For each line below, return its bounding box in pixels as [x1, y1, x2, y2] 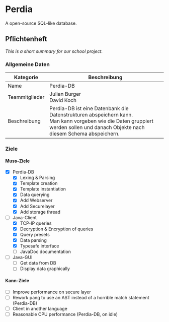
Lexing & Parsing [20, 175, 55, 181]
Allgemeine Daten [5, 60, 50, 68]
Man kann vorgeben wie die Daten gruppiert [49, 117, 153, 124]
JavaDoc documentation [20, 248, 71, 255]
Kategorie [14, 74, 39, 81]
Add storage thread [20, 209, 60, 215]
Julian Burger [49, 91, 81, 98]
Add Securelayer [20, 203, 55, 209]
